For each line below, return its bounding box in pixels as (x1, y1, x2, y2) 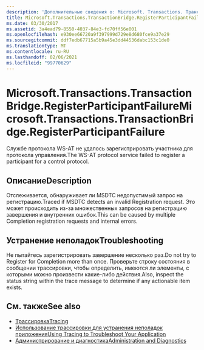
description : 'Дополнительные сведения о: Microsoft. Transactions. (6, 9, 183, 15)
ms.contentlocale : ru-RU (6, 49, 69, 55)
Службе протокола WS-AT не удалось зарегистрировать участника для (6, 145, 193, 152)
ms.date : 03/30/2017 (6, 20, 59, 26)
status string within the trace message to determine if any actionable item (6, 278, 191, 285)
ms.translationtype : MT (6, 43, 67, 49)
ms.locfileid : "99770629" (6, 60, 72, 66)
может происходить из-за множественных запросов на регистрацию (6, 205, 187, 212)
